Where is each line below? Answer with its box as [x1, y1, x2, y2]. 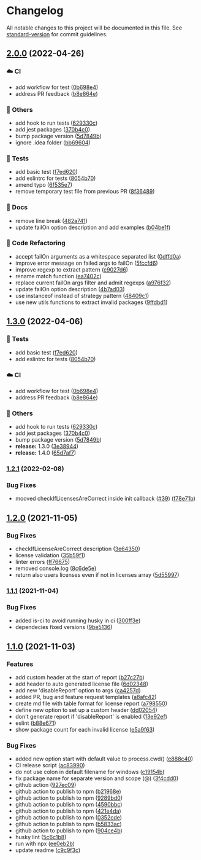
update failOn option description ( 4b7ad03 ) [15, 285, 125, 292]
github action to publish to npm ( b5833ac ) [15, 821, 123, 828]
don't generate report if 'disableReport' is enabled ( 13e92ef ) [15, 713, 167, 720]
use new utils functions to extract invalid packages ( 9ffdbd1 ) [15, 299, 168, 306]
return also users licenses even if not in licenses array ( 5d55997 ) [15, 571, 180, 578]
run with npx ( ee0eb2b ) [15, 840, 75, 848]
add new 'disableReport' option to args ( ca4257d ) [15, 686, 141, 694]
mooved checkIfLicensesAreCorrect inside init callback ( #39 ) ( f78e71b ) [15, 495, 196, 502]
